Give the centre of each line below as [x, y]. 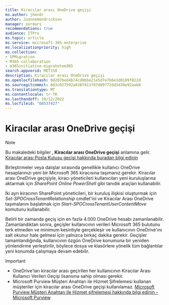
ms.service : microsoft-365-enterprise [46, 43]
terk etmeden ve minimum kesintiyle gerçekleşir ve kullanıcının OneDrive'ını [84, 230]
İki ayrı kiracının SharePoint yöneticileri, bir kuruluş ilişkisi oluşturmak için [81, 193]
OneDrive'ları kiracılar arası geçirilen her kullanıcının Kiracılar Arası [81, 271]
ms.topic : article [24, 38]
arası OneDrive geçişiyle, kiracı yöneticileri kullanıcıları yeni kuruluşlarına [81, 178]
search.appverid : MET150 [31, 71]
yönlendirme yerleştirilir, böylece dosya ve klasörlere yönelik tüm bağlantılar [84, 246]
